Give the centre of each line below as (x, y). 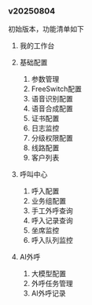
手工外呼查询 (52, 211)
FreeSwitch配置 (57, 89)
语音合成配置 (52, 108)
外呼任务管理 (52, 284)
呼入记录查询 (52, 221)
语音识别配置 (52, 99)
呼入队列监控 (52, 241)
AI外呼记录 (49, 293)
